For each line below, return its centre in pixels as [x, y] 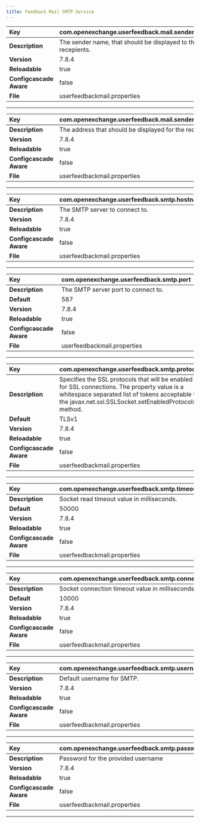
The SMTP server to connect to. [104, 209]
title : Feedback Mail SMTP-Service [50, 12]
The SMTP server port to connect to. [112, 289]
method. [71, 409]
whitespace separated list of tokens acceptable [125, 394]
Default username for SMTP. [99, 678]
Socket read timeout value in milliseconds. [118, 499]
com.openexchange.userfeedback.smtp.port [126, 279]
